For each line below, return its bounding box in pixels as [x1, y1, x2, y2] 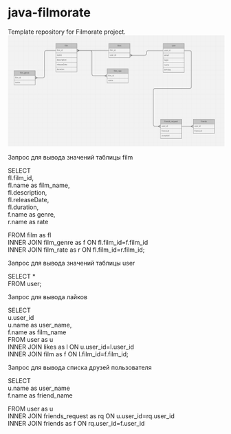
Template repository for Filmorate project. [8, 28, 126, 36]
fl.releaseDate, [8, 195, 49, 204]
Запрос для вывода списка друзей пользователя [8, 363, 152, 371]
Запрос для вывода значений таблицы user [8, 259, 135, 267]
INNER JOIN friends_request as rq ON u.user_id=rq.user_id [8, 411, 175, 420]
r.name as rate [8, 217, 49, 226]
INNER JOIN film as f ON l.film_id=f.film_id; [8, 349, 129, 358]
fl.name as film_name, [8, 181, 70, 189]
